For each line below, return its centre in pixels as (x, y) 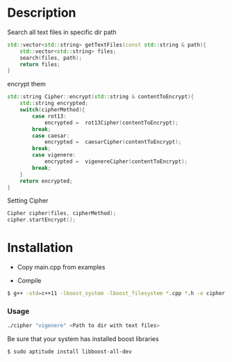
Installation (40, 248)
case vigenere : (54, 155)
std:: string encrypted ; (54, 103)
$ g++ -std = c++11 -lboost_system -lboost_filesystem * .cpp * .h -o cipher (116, 294)
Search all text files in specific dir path (62, 32)
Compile (29, 281)
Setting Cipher (28, 200)
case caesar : (51, 136)
